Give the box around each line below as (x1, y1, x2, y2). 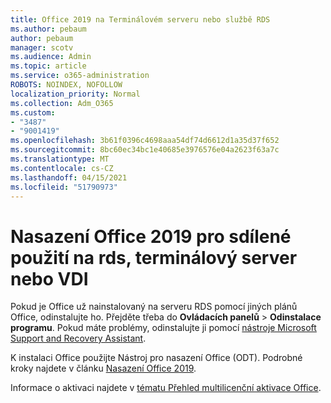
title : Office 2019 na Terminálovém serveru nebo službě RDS (10, 14, 271, 25)
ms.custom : (10, 107, 56, 118)
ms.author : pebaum (10, 24, 87, 34)
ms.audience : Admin (10, 52, 92, 62)
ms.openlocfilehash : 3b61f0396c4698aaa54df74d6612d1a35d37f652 (10, 136, 280, 146)
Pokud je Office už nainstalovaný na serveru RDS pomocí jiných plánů (10, 301, 298, 313)
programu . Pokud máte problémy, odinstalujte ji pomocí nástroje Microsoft (10, 322, 317, 334)
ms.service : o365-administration (10, 71, 150, 81)
